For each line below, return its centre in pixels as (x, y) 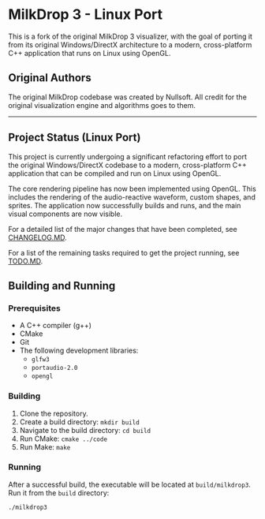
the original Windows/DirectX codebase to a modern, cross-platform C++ (127, 165)
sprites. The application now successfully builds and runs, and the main (125, 205)
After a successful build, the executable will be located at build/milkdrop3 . (129, 484)
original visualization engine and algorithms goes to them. (102, 105)
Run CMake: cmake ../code (63, 439)
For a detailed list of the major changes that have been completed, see (123, 229)
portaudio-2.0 (54, 368)
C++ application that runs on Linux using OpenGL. (90, 53)
